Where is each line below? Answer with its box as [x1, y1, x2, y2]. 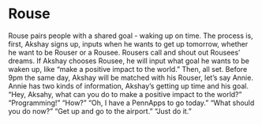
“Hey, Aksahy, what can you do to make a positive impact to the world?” [8, 89, 242, 99]
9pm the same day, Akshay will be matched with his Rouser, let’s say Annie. [8, 73, 254, 82]
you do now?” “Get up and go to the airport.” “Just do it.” [8, 106, 192, 115]
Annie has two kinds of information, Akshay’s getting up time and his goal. [8, 81, 249, 91]
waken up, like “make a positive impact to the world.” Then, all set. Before [8, 64, 248, 73]
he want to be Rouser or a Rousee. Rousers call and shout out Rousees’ [8, 47, 241, 57]
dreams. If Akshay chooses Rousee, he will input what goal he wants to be [8, 56, 250, 66]
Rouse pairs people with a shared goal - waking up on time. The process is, [8, 31, 254, 40]
